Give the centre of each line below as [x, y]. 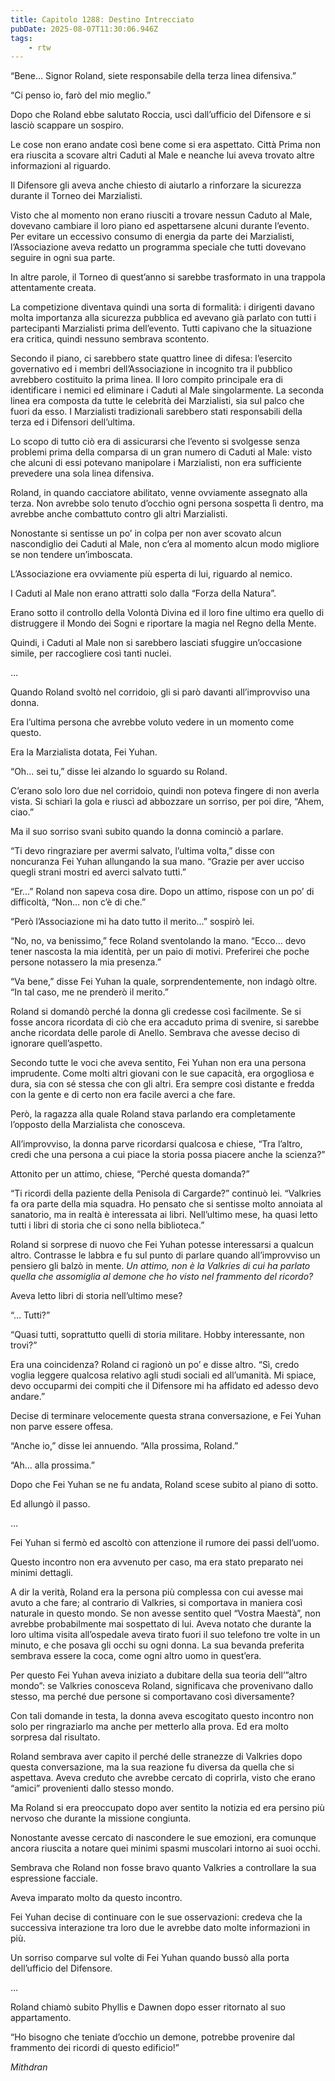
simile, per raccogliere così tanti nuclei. [91, 653]
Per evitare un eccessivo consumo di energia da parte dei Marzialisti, [152, 237]
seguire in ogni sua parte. [63, 258]
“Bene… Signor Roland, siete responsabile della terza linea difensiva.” [153, 76]
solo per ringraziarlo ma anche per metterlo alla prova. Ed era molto [149, 1727]
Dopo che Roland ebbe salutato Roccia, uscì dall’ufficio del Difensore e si [161, 115]
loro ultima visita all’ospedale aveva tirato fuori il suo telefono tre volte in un [165, 1635]
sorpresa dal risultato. [55, 1737]
